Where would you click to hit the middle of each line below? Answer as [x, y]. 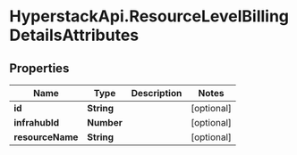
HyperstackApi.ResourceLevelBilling [149, 16]
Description [157, 93]
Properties [39, 68]
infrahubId [37, 122]
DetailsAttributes [74, 35]
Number [105, 122]
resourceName [46, 137]
